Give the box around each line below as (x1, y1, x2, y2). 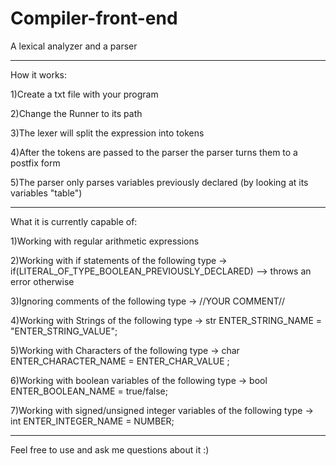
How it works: (10, 68, 68, 81)
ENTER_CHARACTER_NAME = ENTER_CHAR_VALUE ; (10, 355, 230, 367)
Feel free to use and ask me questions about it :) (10, 443, 210, 456)
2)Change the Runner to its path (10, 107, 143, 119)
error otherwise (10, 275, 75, 287)
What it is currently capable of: (10, 215, 138, 227)
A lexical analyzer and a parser (10, 40, 138, 52)
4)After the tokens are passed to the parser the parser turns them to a (10, 146, 298, 158)
